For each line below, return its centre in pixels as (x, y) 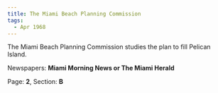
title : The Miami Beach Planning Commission (74, 14)
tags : (15, 20)
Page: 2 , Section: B (36, 82)
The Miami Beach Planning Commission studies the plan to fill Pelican (109, 47)
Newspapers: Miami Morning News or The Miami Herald (91, 68)
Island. (17, 54)
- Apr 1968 (30, 27)
